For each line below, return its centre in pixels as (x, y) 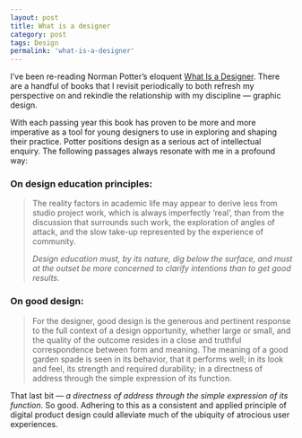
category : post (39, 34)
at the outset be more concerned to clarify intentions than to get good (161, 268)
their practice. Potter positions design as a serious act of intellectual (136, 142)
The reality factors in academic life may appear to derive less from (155, 204)
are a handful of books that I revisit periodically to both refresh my (132, 86)
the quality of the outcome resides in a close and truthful (137, 340)
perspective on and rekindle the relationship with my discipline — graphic (146, 96)
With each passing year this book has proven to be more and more (133, 123)
